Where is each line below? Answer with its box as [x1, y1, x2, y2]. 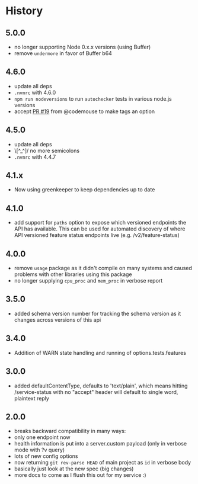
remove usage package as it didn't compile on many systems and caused [14, 265, 192, 272]
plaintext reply [14, 395, 50, 402]
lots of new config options [14, 453, 78, 460]
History [5, 4, 43, 18]
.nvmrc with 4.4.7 [14, 153, 56, 161]
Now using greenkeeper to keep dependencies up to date [14, 186, 155, 193]
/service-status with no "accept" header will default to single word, [14, 388, 178, 395]
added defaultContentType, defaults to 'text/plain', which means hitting [14, 382, 188, 389]
